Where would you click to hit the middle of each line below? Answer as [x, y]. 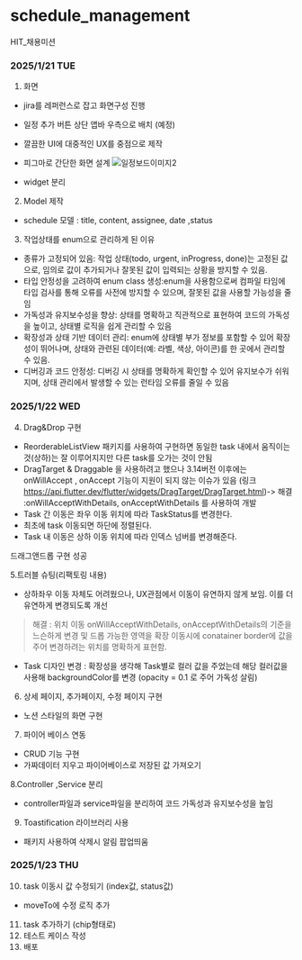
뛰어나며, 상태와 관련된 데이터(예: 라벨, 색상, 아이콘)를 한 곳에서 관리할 [163, 349]
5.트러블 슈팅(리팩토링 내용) [58, 575]
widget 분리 [44, 182]
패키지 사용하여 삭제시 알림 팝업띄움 [86, 841]
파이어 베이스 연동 [54, 734]
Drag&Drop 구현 [52, 427]
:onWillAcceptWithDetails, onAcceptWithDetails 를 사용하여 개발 [140, 503]
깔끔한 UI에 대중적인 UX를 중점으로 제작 [93, 144]
